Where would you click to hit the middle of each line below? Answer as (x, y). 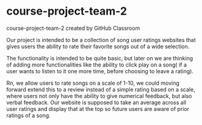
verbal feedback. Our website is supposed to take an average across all (96, 102)
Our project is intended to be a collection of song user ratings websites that (101, 40)
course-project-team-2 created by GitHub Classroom (73, 28)
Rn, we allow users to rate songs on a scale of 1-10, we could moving (93, 83)
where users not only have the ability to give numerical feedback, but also (99, 96)
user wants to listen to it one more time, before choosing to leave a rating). (100, 71)
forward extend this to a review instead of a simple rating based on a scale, (101, 89)
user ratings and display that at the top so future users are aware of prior (98, 109)
